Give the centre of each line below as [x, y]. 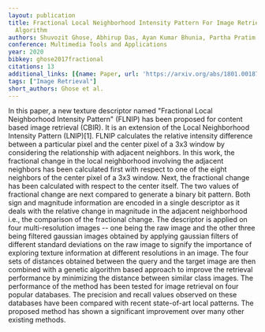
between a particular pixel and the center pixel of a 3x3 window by [116, 144]
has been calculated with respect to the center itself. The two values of [123, 186]
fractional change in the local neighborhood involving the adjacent [116, 161]
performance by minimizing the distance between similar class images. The [131, 278]
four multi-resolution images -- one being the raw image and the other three [132, 228]
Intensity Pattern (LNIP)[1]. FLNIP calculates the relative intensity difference [131, 136]
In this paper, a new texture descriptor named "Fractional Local [110, 111]
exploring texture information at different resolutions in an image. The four [129, 253]
